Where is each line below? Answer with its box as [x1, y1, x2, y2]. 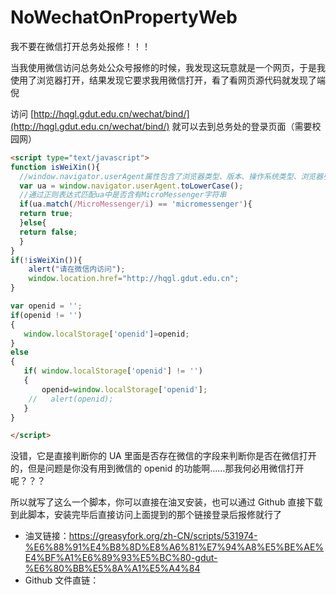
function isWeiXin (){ [10, 162, 101, 172]
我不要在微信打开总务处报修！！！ [10, 40, 151, 52]
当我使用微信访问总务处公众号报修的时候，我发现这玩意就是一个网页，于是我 [10, 61, 326, 73]
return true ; [19, 209, 74, 219]
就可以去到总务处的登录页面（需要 [171, 120, 313, 132]
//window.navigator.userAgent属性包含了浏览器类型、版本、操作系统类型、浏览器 [19, 171, 324, 181]
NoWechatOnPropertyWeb [10, 6, 238, 29]
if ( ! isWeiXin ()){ [10, 255, 83, 265]
